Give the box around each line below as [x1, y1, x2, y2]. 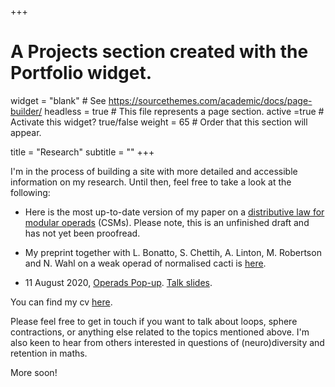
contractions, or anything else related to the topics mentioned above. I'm [10, 326, 310, 338]
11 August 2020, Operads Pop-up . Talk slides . [24, 276, 213, 288]
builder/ [10, 105, 43, 117]
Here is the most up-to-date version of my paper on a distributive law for [24, 206, 325, 218]
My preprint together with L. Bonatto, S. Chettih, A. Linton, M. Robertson [24, 246, 322, 258]
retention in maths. [10, 347, 88, 359]
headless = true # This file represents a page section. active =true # [44, 105, 325, 117]
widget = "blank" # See [10, 94, 107, 106]
